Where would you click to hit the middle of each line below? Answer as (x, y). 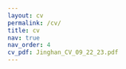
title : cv (24, 30)
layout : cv (26, 15)
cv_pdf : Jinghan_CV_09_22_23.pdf (63, 52)
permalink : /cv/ (34, 23)
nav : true (24, 38)
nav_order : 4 (29, 45)
